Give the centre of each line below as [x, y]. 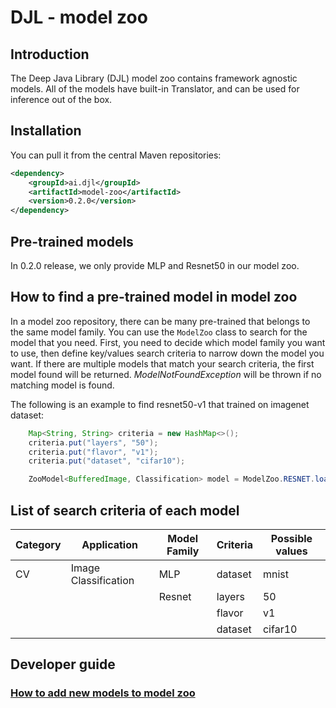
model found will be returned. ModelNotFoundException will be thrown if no [166, 374]
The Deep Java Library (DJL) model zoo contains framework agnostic [154, 78]
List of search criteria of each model [125, 510]
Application [109, 544]
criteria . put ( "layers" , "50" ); [93, 442]
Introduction [50, 54]
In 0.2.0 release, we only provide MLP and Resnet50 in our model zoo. [155, 265]
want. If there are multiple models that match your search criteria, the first [162, 363]
